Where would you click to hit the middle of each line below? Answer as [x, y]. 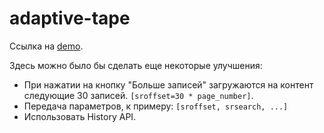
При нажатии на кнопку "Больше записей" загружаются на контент [168, 84]
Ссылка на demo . [46, 46]
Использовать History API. [80, 116]
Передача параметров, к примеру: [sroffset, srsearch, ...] [156, 106]
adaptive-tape [70, 18]
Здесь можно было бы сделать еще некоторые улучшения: [136, 65]
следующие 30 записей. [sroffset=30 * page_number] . [138, 95]
